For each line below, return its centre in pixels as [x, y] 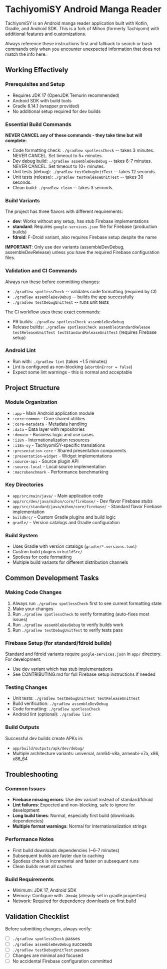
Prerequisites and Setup [35, 84]
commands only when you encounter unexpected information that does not [83, 49]
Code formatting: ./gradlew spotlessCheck [56, 709]
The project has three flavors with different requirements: [64, 211]
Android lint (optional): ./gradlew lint [52, 714]
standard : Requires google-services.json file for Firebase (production [85, 226]
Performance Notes [29, 839]
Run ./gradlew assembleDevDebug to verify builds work [68, 625]
